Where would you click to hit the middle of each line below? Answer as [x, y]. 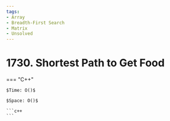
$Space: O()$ [22, 101]
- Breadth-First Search [36, 23]
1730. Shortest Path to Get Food [85, 63]
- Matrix [17, 28]
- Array [16, 17]
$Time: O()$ [21, 90]
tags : [13, 12]
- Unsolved [20, 34]
